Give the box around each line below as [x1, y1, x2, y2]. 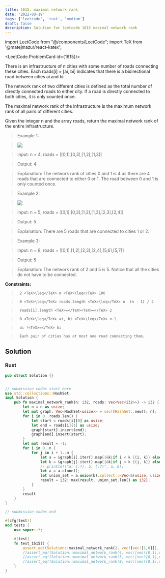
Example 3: [17, 238, 40, 244]
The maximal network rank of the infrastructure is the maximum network [5, 103, 152, 109]
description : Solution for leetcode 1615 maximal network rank [5, 26, 137, 30]
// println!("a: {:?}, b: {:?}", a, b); [40, 464, 124, 469]
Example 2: [17, 190, 40, 197]
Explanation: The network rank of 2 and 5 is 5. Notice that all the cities [17, 267, 159, 273]
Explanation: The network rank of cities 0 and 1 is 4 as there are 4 [17, 171, 150, 177]
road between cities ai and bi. [5, 74, 65, 80]
